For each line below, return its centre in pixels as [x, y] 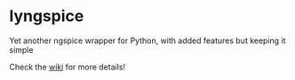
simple [21, 49]
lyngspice [47, 16]
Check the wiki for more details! [68, 67]
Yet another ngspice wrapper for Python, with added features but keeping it [147, 40]
